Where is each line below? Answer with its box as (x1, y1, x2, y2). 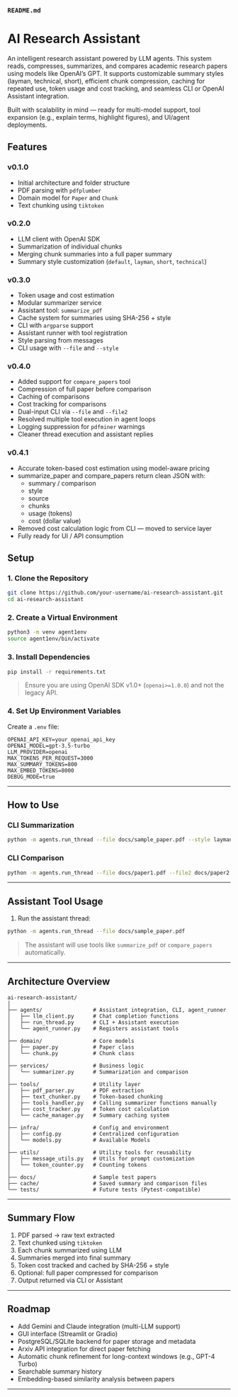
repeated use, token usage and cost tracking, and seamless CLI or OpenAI (7, 84, 225, 93)
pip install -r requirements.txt (7, 668, 106, 675)
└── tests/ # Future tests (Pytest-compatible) (7, 1186, 201, 1193)
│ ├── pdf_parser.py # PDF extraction (7, 1087, 144, 1094)
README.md (7, 6, 41, 14)
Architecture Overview (7, 975, 110, 987)
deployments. (7, 120, 47, 129)
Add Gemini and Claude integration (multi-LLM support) (17, 1322, 181, 1330)
